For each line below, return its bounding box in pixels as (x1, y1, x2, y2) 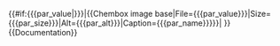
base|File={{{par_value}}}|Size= (154, 9, 272, 19)
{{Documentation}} (8, 27, 78, 37)
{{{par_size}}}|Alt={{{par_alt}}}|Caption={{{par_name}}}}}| (8, 18, 222, 28)
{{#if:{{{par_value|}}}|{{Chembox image (8, 9, 153, 19)
